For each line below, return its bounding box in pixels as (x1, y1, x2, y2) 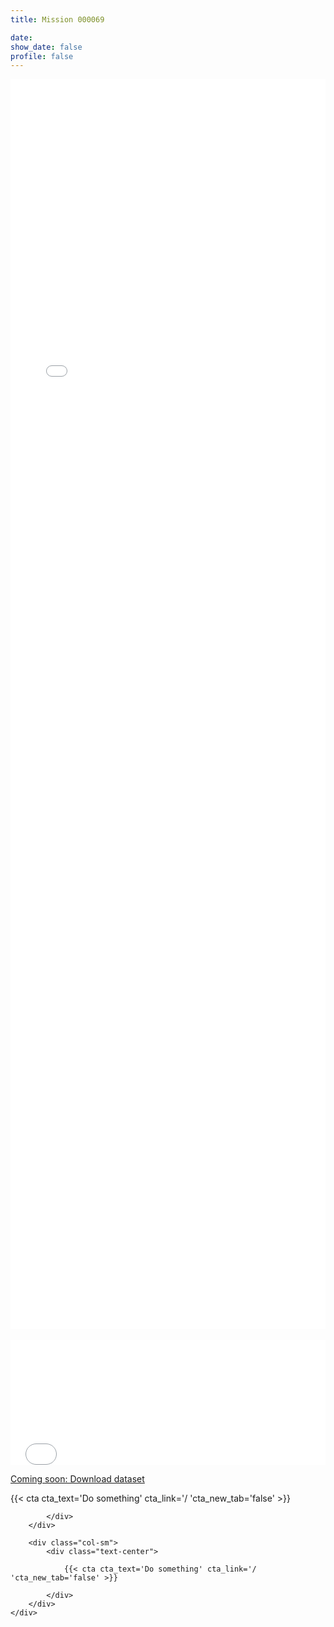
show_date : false (10, 42, 83, 52)
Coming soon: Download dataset (10, 1473, 145, 1485)
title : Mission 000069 (10, 14, 105, 25)
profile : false (10, 51, 74, 61)
